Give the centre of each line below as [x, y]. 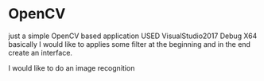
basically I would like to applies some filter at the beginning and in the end [129, 44]
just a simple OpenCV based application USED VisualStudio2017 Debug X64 [133, 36]
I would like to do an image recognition [72, 67]
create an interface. [41, 52]
